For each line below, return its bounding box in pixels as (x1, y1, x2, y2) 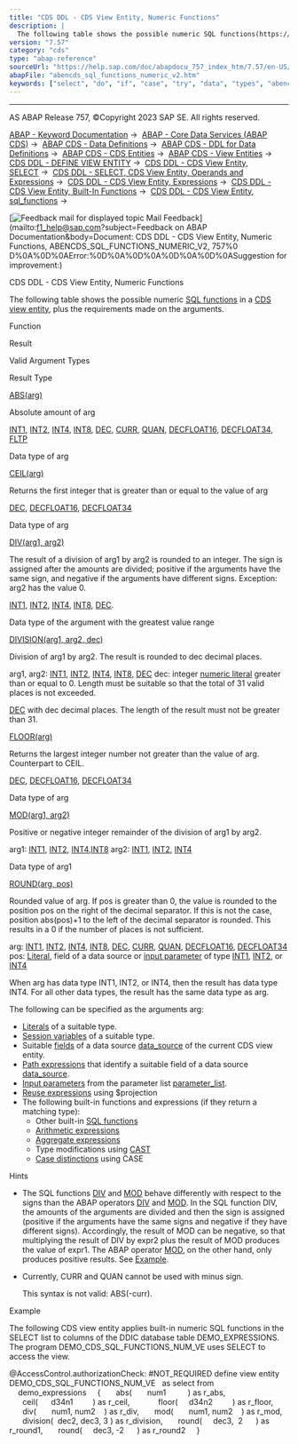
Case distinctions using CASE (35, 1153, 144, 1164)
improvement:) (9, 259, 63, 270)
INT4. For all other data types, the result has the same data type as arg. (9, 986, 270, 997)
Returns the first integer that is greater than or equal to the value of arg (9, 485, 269, 496)
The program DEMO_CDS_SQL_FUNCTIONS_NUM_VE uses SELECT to (9, 1341, 266, 1352)
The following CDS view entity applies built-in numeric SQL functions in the (9, 1322, 285, 1333)
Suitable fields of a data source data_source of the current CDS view (21, 1040, 273, 1050)
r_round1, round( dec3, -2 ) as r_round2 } (9, 1424, 200, 1435)
